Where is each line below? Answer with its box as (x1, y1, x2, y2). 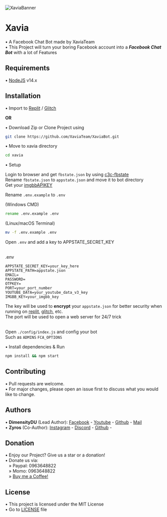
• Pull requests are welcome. (5, 380, 65, 386)
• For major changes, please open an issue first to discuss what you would (5, 386, 159, 392)
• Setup (5, 162, 21, 168)
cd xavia (5, 153, 23, 158)
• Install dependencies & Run (5, 344, 65, 350)
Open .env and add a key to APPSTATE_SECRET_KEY (5, 239, 115, 245)
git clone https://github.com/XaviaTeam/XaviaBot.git (5, 134, 120, 139)
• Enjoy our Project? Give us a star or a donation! (5, 452, 106, 458)
